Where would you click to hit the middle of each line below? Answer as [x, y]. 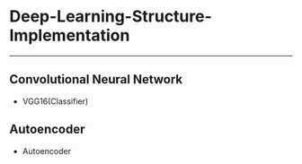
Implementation [70, 35]
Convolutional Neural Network [96, 79]
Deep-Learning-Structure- [111, 17]
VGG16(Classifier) [55, 101]
